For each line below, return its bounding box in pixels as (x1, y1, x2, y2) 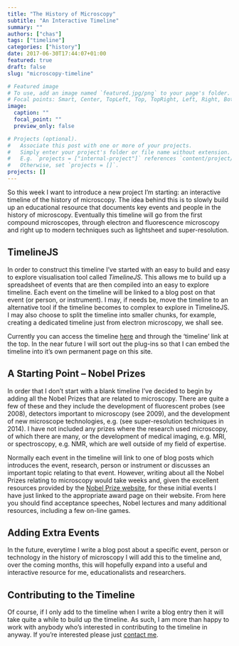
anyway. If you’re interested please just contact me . (7, 630, 159, 639)
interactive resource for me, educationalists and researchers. (7, 568, 186, 577)
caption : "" (14, 110, 50, 117)
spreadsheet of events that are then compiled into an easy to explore (7, 280, 210, 289)
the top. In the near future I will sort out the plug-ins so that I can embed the (7, 339, 230, 348)
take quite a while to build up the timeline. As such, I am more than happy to (7, 615, 230, 624)
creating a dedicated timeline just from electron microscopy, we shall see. (7, 318, 224, 327)
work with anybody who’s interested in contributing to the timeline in (7, 623, 208, 632)
